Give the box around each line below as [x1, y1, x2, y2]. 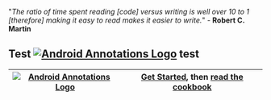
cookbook [172, 81, 212, 92]
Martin [8, 24, 31, 33]
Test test [8, 48, 200, 61]
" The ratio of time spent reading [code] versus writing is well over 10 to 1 [8, 7, 250, 16]
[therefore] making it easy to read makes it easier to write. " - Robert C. [8, 15, 245, 25]
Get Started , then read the [140, 71, 244, 82]
